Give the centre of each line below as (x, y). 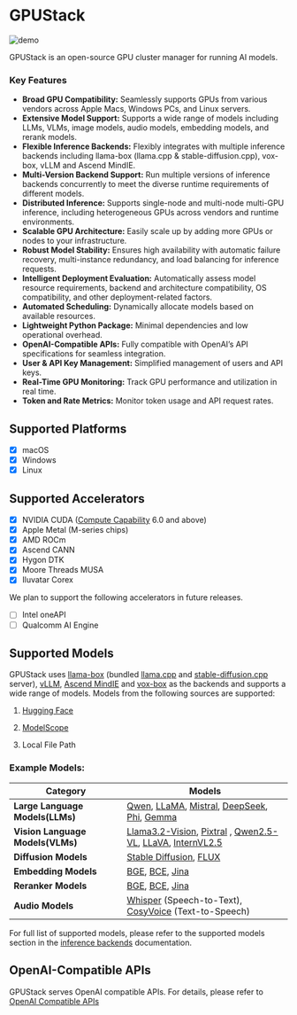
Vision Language (50, 832)
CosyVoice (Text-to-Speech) (188, 911)
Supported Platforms (68, 429)
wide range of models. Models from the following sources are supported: (142, 693)
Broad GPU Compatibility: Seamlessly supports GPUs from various (145, 99)
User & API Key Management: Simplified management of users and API (152, 363)
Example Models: (47, 768)
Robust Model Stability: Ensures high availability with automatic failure (151, 250)
